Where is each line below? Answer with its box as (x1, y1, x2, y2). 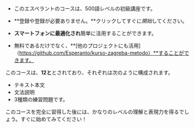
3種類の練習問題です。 (13, 96, 68, 103)
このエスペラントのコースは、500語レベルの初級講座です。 (13, 5, 156, 12)
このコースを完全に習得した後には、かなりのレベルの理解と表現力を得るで (5, 108, 184, 115)
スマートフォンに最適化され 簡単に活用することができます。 (13, 30, 157, 37)
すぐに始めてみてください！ (20, 116, 87, 122)
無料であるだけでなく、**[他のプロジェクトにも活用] (13, 42, 141, 49)
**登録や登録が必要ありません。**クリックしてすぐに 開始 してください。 (13, 17, 188, 24)
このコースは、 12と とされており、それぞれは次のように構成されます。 (5, 69, 173, 76)
